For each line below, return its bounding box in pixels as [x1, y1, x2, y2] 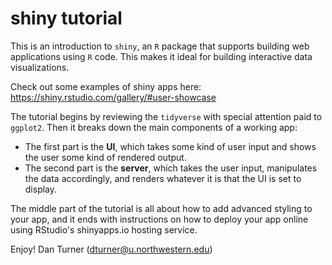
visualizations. [10, 61, 70, 73]
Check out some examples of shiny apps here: [10, 80, 202, 92]
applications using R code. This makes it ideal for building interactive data [10, 50, 313, 62]
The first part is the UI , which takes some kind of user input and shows [24, 140, 317, 152]
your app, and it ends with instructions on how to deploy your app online [10, 213, 309, 225]
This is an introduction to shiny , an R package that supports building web [10, 40, 310, 52]
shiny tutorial [10, 7, 123, 30]
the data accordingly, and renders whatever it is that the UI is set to [24, 172, 302, 184]
